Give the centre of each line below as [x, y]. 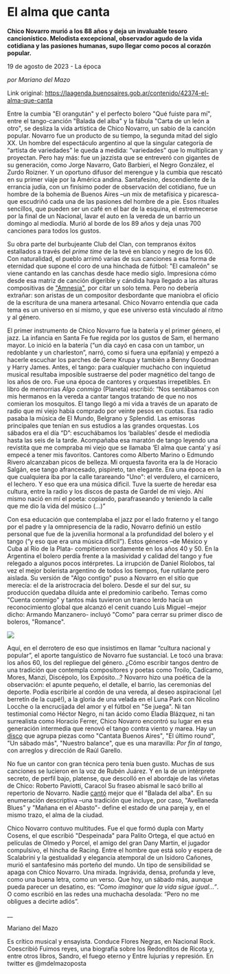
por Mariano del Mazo [39, 79]
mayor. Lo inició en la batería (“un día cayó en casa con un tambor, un [106, 345]
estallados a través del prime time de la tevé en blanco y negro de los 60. [111, 251]
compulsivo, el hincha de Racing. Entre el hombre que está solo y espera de [114, 850]
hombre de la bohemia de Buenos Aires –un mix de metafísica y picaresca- [113, 194]
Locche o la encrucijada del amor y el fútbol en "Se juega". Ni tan [99, 706]
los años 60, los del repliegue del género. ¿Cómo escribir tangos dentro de [113, 662]
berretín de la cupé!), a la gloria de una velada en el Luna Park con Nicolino [113, 699]
